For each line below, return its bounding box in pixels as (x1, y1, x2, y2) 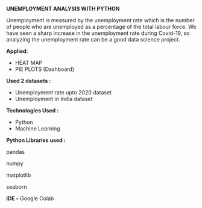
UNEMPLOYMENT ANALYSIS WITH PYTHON (6, 5, 120, 12)
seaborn (6, 183, 27, 190)
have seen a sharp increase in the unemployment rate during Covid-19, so (6, 29, 190, 37)
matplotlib (6, 171, 31, 179)
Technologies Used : (6, 107, 59, 114)
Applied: (6, 47, 28, 55)
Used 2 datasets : (6, 78, 51, 84)
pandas (6, 148, 25, 155)
